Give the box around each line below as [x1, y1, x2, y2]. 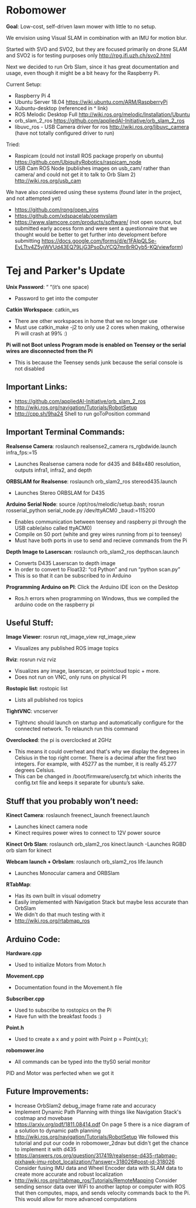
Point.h [6, 1024, 25, 1031]
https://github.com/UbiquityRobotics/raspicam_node [14, 158, 142, 165]
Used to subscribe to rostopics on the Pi [14, 1006, 112, 1013]
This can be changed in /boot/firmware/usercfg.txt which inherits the [14, 773, 181, 780]
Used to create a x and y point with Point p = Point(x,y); [14, 1035, 149, 1042]
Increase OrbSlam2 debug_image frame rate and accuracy [14, 1102, 156, 1109]
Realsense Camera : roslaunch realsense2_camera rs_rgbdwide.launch [6, 443, 177, 450]
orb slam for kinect [6, 847, 51, 854]
